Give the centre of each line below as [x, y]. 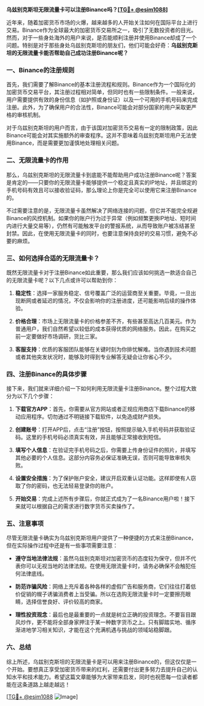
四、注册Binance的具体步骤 [46, 374]
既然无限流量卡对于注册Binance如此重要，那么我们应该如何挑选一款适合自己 [102, 272]
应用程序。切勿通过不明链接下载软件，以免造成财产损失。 [92, 417]
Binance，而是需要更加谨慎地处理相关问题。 [67, 143]
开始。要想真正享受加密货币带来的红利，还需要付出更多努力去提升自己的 [102, 669]
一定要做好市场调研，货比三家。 [60, 336]
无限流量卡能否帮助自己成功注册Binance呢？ [73, 53]
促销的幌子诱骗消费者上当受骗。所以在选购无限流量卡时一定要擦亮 [103, 594]
